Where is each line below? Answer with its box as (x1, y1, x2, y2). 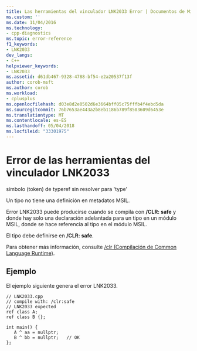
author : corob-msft (6, 80, 54, 86)
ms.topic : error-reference (6, 36, 72, 42)
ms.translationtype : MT (6, 112, 64, 118)
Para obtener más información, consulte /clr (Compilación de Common (6, 243, 177, 250)
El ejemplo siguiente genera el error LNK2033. (6, 282, 118, 289)
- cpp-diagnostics (6, 30, 51, 36)
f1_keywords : (6, 42, 38, 47)
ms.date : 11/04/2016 (6, 19, 57, 25)
